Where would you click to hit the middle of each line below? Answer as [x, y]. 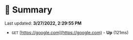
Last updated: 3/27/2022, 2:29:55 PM [43, 23]
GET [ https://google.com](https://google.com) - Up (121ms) [70, 32]
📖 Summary [28, 10]
